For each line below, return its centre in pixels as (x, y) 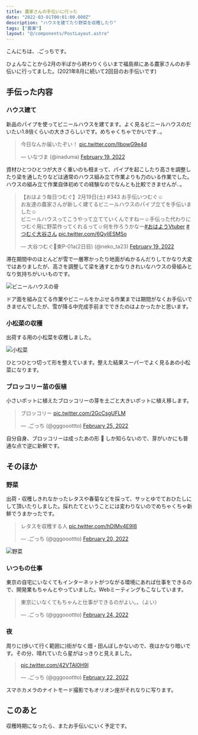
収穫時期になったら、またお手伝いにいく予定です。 (68, 726)
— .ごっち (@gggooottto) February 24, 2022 (74, 615)
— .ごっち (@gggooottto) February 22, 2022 (74, 677)
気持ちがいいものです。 (45, 274)
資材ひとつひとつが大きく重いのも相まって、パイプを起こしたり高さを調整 (96, 169)
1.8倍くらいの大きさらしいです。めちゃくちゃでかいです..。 (93, 132)
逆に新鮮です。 (45, 446)
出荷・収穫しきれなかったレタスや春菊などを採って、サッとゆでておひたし (97, 499)
